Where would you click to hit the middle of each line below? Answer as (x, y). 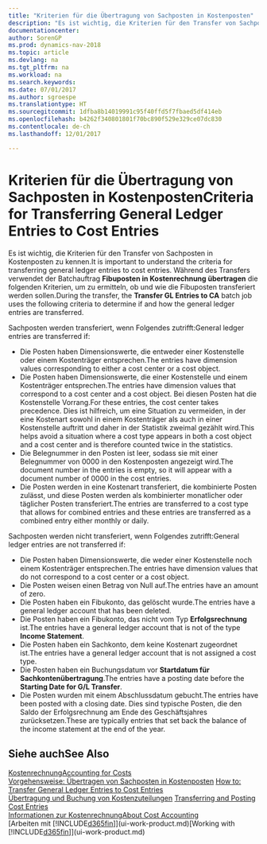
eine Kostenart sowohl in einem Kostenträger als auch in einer (121, 419)
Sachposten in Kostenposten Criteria (131, 197)
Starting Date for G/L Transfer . (71, 686)
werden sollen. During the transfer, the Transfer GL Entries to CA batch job (130, 295)
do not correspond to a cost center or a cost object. (104, 577)
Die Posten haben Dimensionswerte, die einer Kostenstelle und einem (133, 377)
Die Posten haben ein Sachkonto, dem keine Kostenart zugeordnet (129, 644)
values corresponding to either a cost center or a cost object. (120, 368)
